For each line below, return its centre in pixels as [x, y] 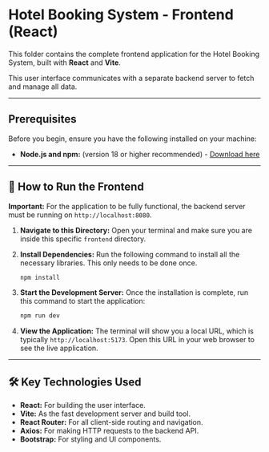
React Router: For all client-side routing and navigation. [111, 422]
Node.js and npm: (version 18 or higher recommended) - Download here [140, 154]
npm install [40, 277]
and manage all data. [43, 87]
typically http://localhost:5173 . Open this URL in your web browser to [137, 340]
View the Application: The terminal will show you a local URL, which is [137, 331]
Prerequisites [42, 119]
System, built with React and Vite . [65, 63]
